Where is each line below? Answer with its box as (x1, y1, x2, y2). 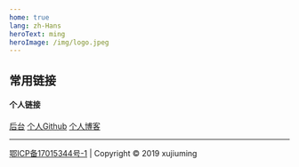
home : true (9, 12, 50, 22)
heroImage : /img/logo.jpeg (9, 37, 109, 47)
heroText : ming (9, 29, 66, 38)
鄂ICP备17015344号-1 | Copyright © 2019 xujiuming (9, 147, 198, 158)
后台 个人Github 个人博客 (9, 121, 101, 131)
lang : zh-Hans (9, 21, 62, 30)
